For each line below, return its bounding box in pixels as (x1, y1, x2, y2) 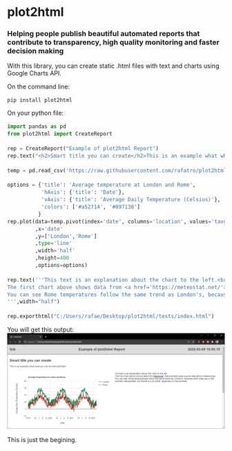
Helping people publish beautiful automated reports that (7, 29, 200, 39)
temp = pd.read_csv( (7, 167, 67, 174)
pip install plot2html (7, 97, 72, 104)
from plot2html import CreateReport (7, 131, 113, 138)
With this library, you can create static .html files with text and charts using (7, 62, 220, 70)
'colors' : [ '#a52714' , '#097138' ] (41, 203, 140, 211)
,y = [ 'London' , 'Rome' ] (35, 232, 97, 239)
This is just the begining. (7, 436, 77, 444)
